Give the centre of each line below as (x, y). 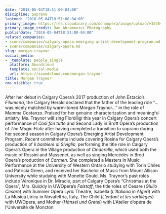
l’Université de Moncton (29, 207)
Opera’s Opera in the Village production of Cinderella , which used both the (81, 149)
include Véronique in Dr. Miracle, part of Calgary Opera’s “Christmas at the (81, 181)
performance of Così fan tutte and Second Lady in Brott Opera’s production (82, 123)
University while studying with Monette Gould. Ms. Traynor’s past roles (77, 176)
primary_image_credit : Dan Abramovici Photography (58, 28)
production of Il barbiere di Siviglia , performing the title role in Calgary (77, 144)
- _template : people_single (34, 60)
